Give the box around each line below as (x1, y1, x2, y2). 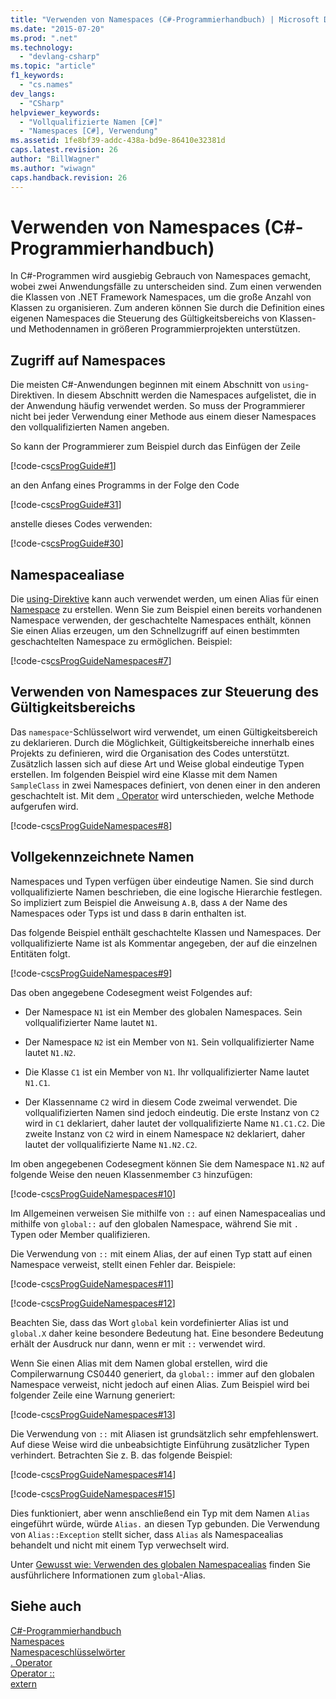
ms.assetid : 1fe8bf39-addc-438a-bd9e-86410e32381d (10, 136, 226, 146)
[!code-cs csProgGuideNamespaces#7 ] (10, 655, 172, 667)
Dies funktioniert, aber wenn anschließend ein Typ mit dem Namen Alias (10, 1507, 310, 1519)
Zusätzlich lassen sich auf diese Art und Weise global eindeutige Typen (10, 757, 305, 770)
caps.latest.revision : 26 (10, 145, 118, 155)
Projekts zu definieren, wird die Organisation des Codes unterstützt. (10, 747, 290, 759)
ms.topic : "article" (10, 61, 97, 71)
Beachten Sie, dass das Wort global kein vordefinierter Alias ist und (10, 1316, 289, 1328)
